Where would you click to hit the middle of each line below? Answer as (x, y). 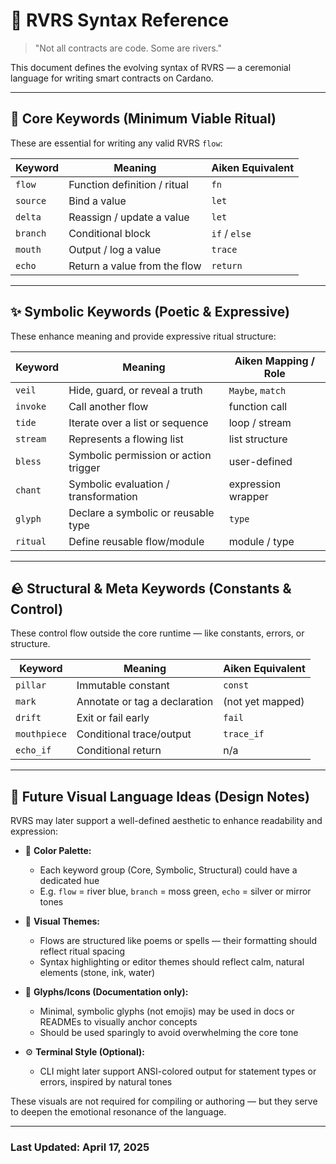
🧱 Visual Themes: (62, 921)
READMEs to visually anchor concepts (118, 1022)
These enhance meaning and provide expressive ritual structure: (143, 336)
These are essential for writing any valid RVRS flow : (116, 143)
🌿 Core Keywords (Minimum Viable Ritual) (143, 119)
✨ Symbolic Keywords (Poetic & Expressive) (150, 312)
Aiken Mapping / (275, 361)
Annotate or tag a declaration (145, 702)
